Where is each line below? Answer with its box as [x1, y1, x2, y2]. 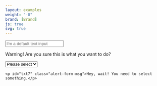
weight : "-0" [5, 12, 33, 17]
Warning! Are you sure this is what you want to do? [5, 51, 111, 57]
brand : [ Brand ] [5, 17, 37, 22]
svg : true [5, 26, 26, 31]
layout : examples [5, 7, 42, 13]
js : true [5, 21, 24, 27]
